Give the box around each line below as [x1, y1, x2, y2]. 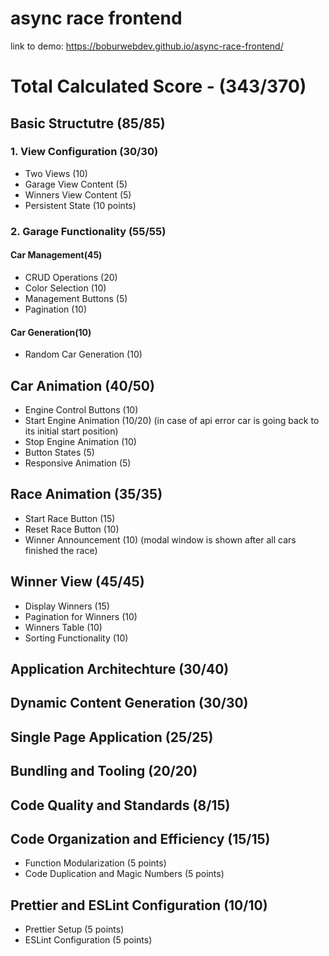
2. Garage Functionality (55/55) [10, 224, 167, 238]
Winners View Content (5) [24, 188, 132, 201]
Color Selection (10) [24, 282, 107, 294]
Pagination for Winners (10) [24, 610, 138, 622]
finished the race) [24, 544, 98, 556]
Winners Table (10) [24, 621, 103, 633]
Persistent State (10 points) [24, 199, 137, 211]
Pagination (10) [24, 303, 88, 315]
